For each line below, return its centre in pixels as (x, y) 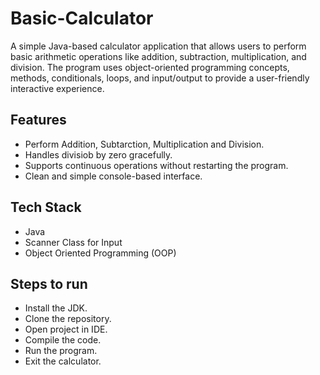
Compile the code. (63, 340)
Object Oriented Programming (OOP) (100, 253)
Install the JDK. (56, 308)
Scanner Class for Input (73, 242)
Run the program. (61, 351)
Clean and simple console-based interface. (113, 176)
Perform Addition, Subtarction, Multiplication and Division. (144, 144)
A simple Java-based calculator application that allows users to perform (158, 46)
